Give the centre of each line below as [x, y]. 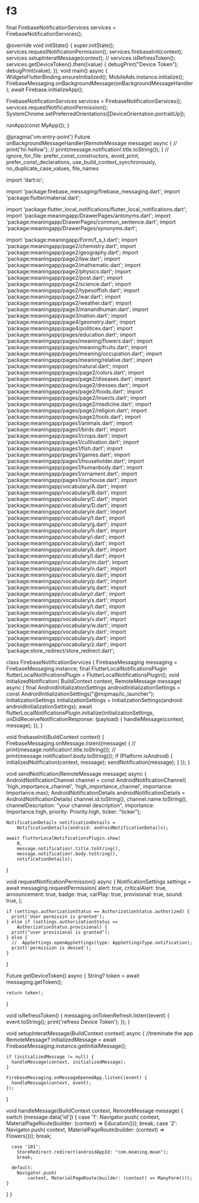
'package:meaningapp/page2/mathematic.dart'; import [73, 265]
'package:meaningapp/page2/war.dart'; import [64, 296]
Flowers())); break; [29, 1136]
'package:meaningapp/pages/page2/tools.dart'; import [74, 416]
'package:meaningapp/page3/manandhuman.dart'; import [77, 309]
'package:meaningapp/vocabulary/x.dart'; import [66, 631]
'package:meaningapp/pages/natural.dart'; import [67, 366]
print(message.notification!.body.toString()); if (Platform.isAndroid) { [90, 756]
